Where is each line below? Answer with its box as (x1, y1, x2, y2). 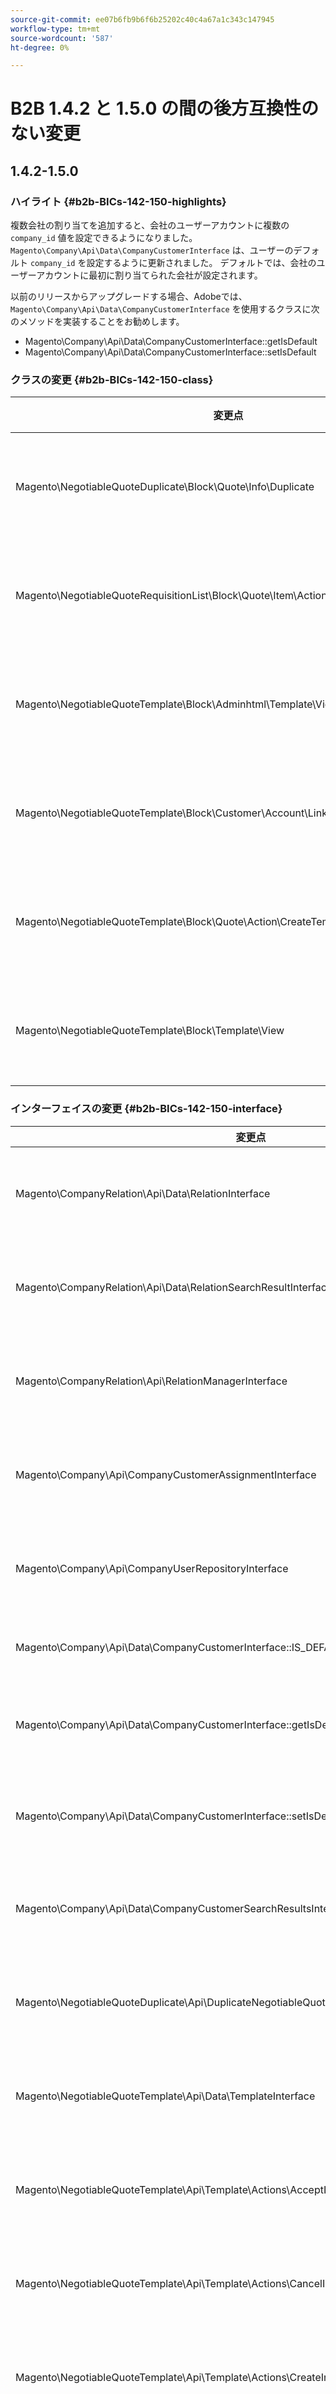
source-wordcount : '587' (10, 33, 114, 43)
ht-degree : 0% (10, 42, 70, 53)
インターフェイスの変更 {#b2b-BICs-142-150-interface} (10, 1102, 283, 1116)
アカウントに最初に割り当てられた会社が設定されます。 (36, 269, 263, 281)
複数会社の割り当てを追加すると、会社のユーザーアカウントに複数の (10, 219, 290, 231)
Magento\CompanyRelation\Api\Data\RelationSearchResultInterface (15, 1280, 333, 1294)
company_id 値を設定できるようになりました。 (10, 232, 198, 244)
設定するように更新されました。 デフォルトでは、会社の (86, 257, 317, 269)
